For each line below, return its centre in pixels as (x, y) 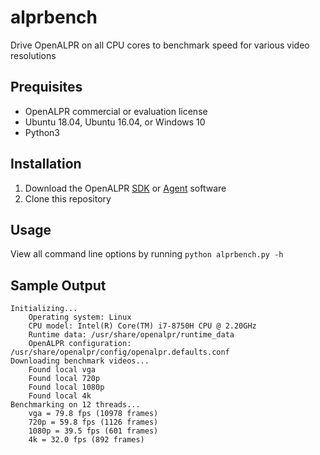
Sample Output (58, 285)
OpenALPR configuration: (80, 344)
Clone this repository (68, 198)
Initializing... (44, 309)
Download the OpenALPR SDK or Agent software (125, 188)
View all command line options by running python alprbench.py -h (147, 254)
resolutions (33, 55)
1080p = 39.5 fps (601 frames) (93, 431)
